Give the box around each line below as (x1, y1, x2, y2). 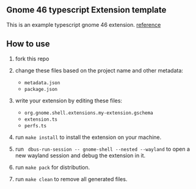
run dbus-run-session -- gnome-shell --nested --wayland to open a (15, 145, 191, 152)
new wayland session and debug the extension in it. (15, 152, 146, 159)
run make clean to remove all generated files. (15, 175, 128, 182)
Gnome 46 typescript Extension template (6, 5, 167, 15)
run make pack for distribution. (15, 163, 90, 171)
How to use (6, 39, 50, 49)
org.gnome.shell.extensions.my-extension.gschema (24, 110, 154, 116)
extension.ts (24, 116, 58, 123)
